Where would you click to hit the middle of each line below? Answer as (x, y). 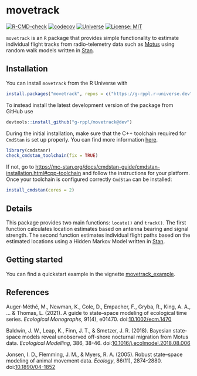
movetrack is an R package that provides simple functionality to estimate (93, 38)
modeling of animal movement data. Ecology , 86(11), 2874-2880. (84, 360)
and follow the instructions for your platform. (136, 173)
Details (19, 208)
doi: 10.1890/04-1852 (31, 367)
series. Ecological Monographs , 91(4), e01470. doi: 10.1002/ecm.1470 (89, 319)
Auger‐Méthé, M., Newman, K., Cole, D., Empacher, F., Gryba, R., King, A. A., (98, 307)
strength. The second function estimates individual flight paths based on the (98, 235)
